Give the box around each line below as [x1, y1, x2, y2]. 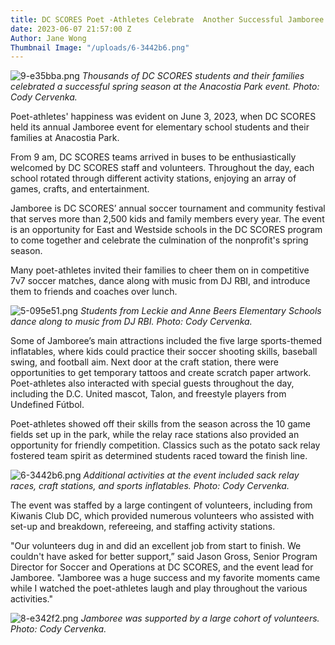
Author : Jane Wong [10, 33, 87, 43]
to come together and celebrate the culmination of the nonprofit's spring [10, 234, 309, 246]
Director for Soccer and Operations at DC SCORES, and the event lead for [10, 561, 314, 573]
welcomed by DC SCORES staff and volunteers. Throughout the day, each [10, 162, 315, 174]
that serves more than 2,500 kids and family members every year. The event [10, 213, 325, 225]
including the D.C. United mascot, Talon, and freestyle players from [10, 388, 287, 400]
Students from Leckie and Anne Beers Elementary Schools [80, 305, 322, 317]
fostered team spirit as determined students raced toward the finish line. [10, 450, 308, 462]
